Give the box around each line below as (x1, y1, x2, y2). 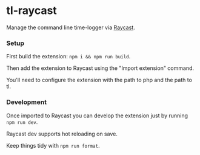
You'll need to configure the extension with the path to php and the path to (6, 77, 193, 84)
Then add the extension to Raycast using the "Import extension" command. (6, 64, 195, 72)
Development (6, 98, 47, 106)
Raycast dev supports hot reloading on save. (6, 130, 118, 137)
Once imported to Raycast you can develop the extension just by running (6, 112, 188, 119)
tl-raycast (6, 4, 58, 18)
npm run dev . (6, 118, 38, 125)
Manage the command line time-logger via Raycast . (6, 24, 135, 31)
